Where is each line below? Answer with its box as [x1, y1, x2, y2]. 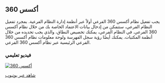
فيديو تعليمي [5, 52, 32, 58]
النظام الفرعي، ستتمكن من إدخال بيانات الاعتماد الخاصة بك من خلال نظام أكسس [5, 24, 153, 29]
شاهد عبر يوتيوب [5, 72, 36, 78]
